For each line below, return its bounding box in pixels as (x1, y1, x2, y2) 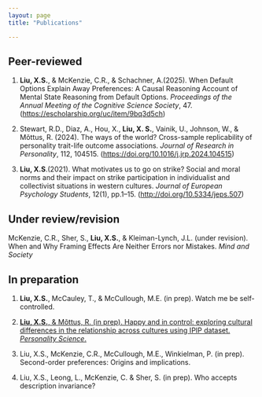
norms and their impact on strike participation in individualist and (19, 173, 231, 182)
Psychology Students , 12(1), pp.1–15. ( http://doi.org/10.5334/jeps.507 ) (19, 189, 245, 199)
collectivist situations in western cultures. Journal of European (19, 182, 223, 191)
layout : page (8, 11, 51, 20)
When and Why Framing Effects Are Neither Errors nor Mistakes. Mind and (8, 241, 250, 252)
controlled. (19, 302, 55, 311)
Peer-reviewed (8, 54, 83, 68)
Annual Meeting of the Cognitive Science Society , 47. (19, 101, 193, 110)
